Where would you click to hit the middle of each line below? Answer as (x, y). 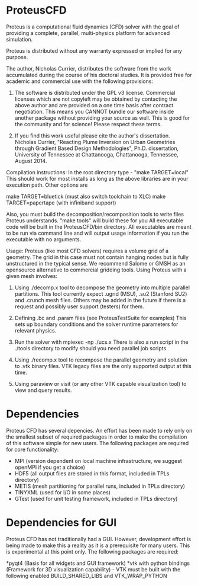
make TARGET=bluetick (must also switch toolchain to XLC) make (86, 196)
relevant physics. (35, 330)
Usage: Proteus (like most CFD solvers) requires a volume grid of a (87, 251)
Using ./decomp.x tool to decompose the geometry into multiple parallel (102, 287)
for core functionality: (33, 449)
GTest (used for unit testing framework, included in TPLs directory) (96, 498)
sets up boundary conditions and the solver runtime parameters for (96, 324)
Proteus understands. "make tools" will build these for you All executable (95, 220)
